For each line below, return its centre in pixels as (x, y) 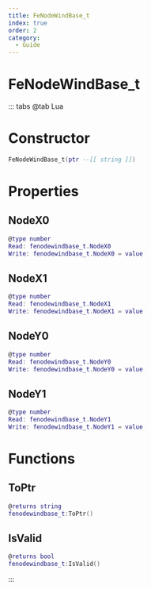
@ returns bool (32, 556)
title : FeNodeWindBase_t (49, 15)
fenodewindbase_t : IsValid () (55, 564)
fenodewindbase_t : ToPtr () (51, 514)
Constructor (49, 139)
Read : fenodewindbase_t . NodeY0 (60, 362)
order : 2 (23, 30)
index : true (28, 23)
